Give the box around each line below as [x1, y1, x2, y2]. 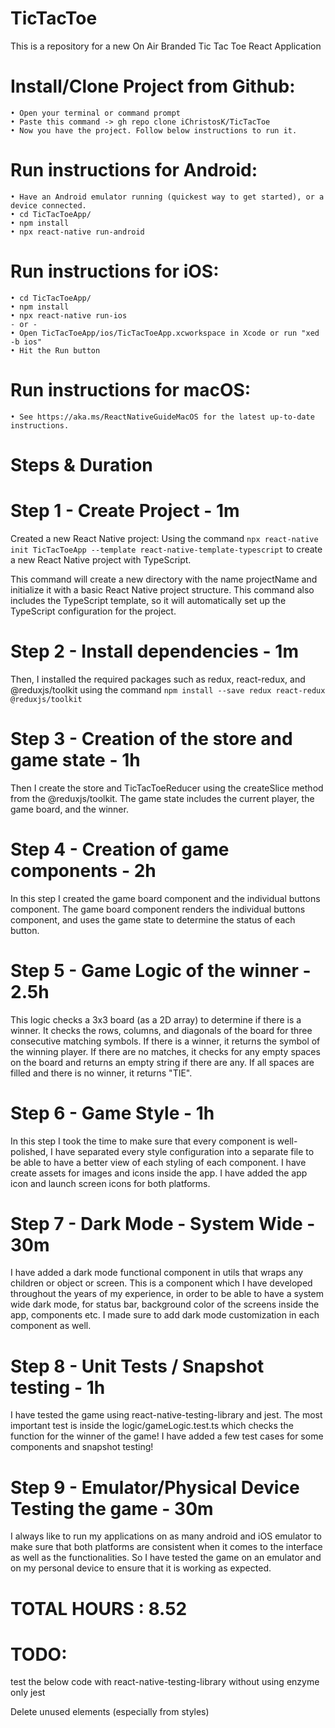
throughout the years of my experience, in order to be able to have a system [10, 1288, 324, 1300]
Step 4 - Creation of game [10, 838, 230, 861]
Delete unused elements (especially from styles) [10, 1706, 210, 1718]
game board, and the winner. [10, 803, 129, 815]
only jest [10, 1687, 46, 1699]
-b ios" [10, 337, 43, 347]
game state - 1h [10, 748, 141, 771]
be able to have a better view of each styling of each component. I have [10, 1156, 307, 1168]
